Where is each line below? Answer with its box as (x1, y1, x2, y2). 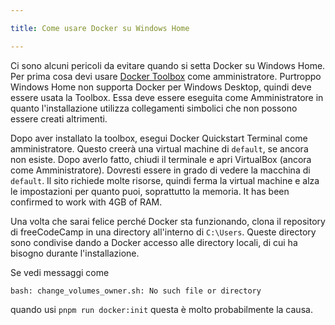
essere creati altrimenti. (10, 112, 108, 125)
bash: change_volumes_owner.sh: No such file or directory (10, 286, 262, 296)
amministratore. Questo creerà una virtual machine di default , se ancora (10, 142, 309, 155)
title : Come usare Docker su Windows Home (10, 23, 190, 33)
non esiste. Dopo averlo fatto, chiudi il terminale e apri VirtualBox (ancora (10, 153, 312, 165)
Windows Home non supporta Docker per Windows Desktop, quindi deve (10, 81, 312, 93)
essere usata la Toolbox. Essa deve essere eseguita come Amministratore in (10, 91, 324, 103)
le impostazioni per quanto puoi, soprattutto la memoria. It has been (10, 185, 290, 197)
